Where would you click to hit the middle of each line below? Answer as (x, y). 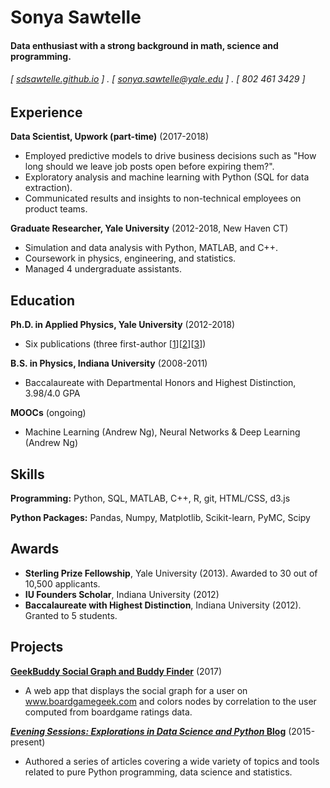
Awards (35, 549)
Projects (37, 647)
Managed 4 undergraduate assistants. (103, 269)
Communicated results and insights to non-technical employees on (163, 198)
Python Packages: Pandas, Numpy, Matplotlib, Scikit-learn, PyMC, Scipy (160, 518)
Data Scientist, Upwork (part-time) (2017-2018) (110, 137)
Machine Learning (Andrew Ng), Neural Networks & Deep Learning (162, 432)
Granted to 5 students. (71, 615)
